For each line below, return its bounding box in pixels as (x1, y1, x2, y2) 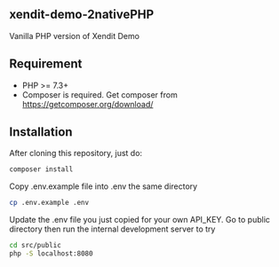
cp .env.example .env (9, 199, 90, 208)
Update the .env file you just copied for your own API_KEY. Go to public (9, 215, 271, 225)
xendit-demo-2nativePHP (9, 7, 155, 22)
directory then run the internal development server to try (9, 224, 216, 234)
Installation (9, 124, 73, 140)
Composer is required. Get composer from (21, 89, 178, 100)
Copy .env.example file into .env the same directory (9, 181, 198, 192)
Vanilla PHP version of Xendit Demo (9, 30, 140, 41)
